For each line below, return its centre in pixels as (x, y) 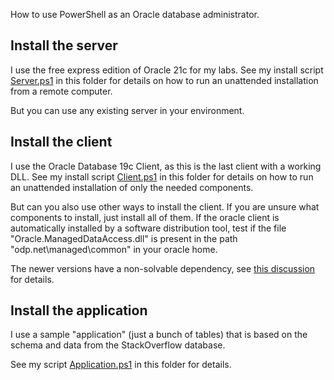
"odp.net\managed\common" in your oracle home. (114, 249)
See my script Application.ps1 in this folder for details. (121, 365)
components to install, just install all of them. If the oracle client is (145, 217)
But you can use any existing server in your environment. (127, 110)
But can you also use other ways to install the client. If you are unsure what (165, 206)
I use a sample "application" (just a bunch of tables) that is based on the (159, 335)
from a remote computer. (61, 91)
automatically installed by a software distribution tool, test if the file (148, 228)
